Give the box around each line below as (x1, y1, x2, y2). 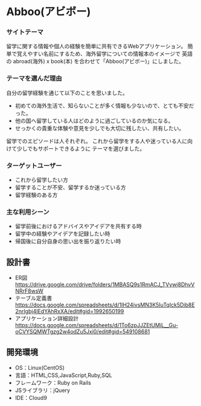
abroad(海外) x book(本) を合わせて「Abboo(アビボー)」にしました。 (13, 58, 185, 65)
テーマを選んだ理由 (6, 74, 62, 83)
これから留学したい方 (14, 176, 68, 184)
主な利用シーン (6, 208, 49, 216)
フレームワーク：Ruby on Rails (14, 379, 92, 386)
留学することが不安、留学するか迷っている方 (14, 184, 127, 191)
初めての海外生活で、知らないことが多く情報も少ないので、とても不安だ (14, 102, 194, 109)
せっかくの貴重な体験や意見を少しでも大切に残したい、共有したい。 (14, 124, 185, 132)
